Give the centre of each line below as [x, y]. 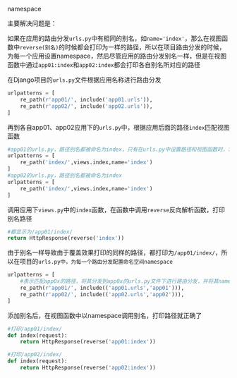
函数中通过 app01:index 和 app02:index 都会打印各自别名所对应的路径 [104, 65]
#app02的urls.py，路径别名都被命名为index [65, 176]
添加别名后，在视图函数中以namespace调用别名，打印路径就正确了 [105, 315]
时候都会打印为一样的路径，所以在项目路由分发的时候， [145, 47]
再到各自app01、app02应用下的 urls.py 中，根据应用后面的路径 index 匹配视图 [119, 127]
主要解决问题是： [32, 23]
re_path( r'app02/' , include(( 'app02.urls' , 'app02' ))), [102, 294]
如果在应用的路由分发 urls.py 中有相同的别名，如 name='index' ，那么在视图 [115, 38]
